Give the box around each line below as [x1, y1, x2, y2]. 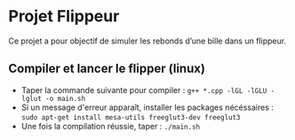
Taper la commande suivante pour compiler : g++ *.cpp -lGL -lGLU [20, 84, 267, 95]
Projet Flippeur [8, 6, 120, 27]
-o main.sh [44, 94, 86, 103]
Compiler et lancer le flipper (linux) [8, 61, 206, 76]
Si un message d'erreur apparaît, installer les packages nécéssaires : [20, 102, 275, 113]
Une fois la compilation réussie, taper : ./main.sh [20, 121, 201, 131]
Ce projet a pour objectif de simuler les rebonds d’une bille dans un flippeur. [8, 35, 286, 46]
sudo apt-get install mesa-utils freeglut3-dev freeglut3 [20, 113, 241, 121]
